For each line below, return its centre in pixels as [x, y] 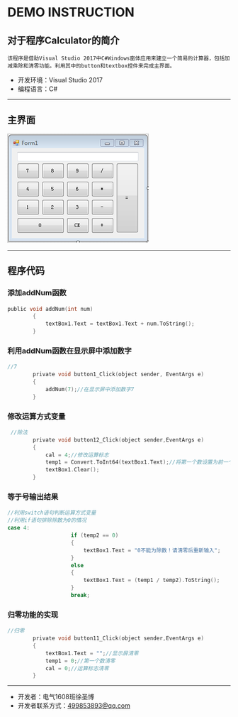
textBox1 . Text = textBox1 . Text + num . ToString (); [120, 324]
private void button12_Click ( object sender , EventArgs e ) [118, 440]
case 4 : [19, 528]
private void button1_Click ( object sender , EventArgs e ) [118, 374]
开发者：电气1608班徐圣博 [56, 697]
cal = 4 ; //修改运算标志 [77, 455]
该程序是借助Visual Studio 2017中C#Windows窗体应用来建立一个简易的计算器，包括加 [119, 58]
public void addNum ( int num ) [50, 309]
